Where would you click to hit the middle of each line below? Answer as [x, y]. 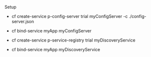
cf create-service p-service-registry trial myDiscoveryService [73, 40]
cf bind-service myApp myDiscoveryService [56, 50]
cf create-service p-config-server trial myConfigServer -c [70, 16]
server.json [23, 21]
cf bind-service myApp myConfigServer [51, 31]
